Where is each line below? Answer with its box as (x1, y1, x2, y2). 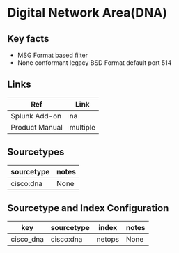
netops (96, 235, 120, 245)
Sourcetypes (7, 146, 65, 158)
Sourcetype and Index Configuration (7, 202, 169, 214)
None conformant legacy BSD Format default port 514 (17, 59, 172, 67)
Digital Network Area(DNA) (7, 5, 168, 21)
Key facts (7, 33, 49, 45)
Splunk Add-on (10, 111, 61, 121)
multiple (69, 122, 96, 132)
